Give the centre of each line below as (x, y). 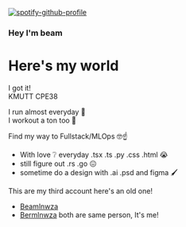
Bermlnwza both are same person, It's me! (89, 214)
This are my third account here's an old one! (81, 190)
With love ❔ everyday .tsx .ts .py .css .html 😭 (94, 155)
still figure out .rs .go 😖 (58, 163)
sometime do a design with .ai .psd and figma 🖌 (99, 172)
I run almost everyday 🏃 (47, 112)
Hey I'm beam (35, 33)
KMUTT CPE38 (33, 96)
